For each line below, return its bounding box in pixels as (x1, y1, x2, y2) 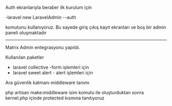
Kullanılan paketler (5, 54, 45, 60)
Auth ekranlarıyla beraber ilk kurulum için (5, 5, 92, 10)
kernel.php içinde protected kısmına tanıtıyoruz (5, 95, 105, 101)
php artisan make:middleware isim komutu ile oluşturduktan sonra (5, 90, 144, 95)
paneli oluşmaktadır (5, 30, 47, 35)
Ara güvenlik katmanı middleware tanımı (5, 79, 90, 86)
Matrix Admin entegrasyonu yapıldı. (5, 45, 80, 50)
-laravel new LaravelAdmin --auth (5, 14, 77, 20)
